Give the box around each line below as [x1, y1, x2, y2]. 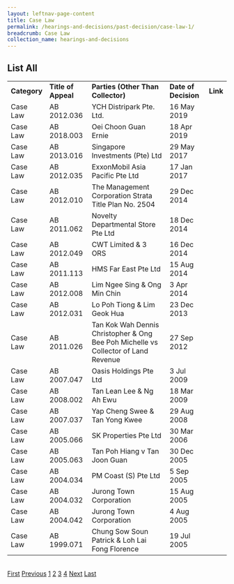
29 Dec [169, 186, 194, 196]
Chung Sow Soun [91, 526, 148, 536]
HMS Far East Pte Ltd [91, 264, 162, 274]
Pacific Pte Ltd [91, 170, 139, 180]
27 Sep [169, 333, 194, 343]
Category [10, 86, 43, 96]
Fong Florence [91, 544, 139, 553]
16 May [169, 102, 195, 112]
